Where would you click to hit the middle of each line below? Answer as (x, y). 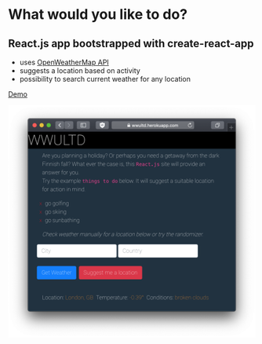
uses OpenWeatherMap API (64, 62)
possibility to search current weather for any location (105, 79)
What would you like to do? (98, 15)
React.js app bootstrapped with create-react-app (131, 44)
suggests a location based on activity (80, 71)
